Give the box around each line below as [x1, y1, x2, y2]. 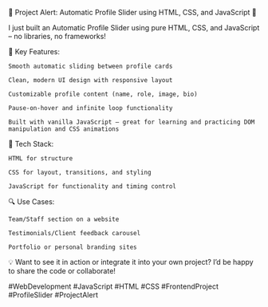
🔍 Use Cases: [8, 197, 55, 207]
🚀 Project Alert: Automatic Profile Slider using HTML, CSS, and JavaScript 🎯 [8, 8, 257, 17]
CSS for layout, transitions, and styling [8, 168, 152, 176]
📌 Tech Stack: [8, 140, 54, 148]
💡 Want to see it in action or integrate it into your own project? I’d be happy [8, 258, 254, 266]
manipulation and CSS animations [8, 125, 120, 133]
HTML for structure [8, 155, 73, 163]
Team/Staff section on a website [8, 215, 120, 223]
